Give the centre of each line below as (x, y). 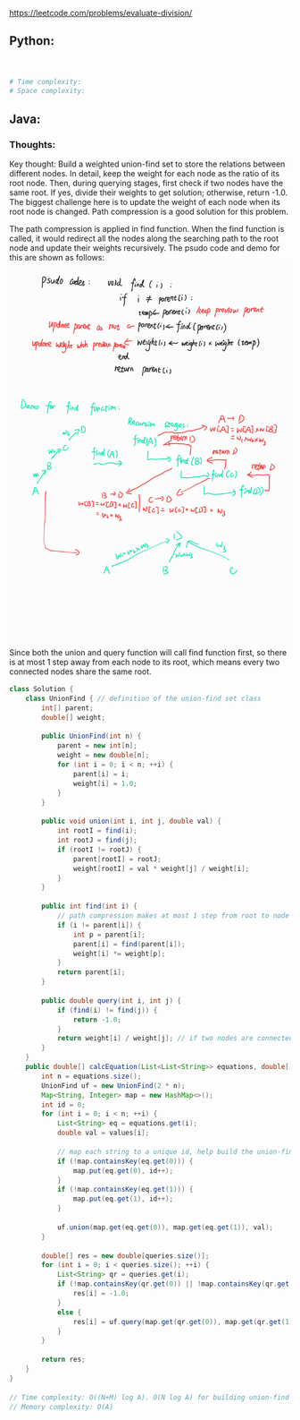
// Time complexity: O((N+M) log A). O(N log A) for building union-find (150, 1397)
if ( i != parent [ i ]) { (99, 925)
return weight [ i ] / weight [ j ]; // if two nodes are (155, 1039)
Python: (32, 41)
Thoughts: (33, 144)
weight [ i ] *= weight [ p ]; (119, 954)
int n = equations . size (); (92, 1076)
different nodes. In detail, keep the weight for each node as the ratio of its (144, 173)
